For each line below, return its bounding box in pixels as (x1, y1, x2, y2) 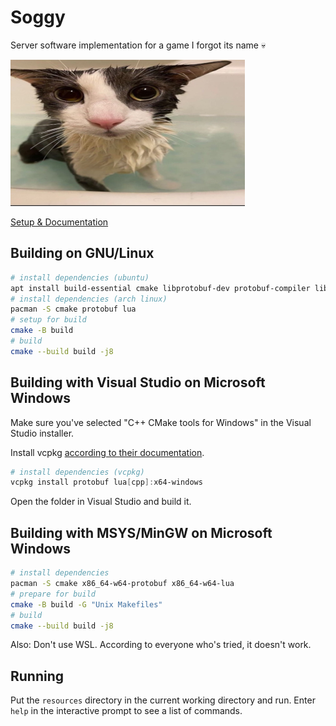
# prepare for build (10, 589, 97, 599)
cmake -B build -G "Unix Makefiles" (10, 599, 163, 610)
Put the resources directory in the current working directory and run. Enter (10, 694, 316, 706)
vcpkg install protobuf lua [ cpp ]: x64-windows (10, 477, 203, 488)
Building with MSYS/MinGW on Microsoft (10, 524, 273, 541)
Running (10, 667, 65, 685)
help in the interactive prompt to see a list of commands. (10, 705, 243, 717)
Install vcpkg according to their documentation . (10, 446, 205, 458)
